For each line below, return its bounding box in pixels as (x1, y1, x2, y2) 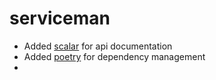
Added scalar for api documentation (23, 40, 173, 52)
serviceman (9, 7, 111, 30)
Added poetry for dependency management (23, 50, 206, 62)
